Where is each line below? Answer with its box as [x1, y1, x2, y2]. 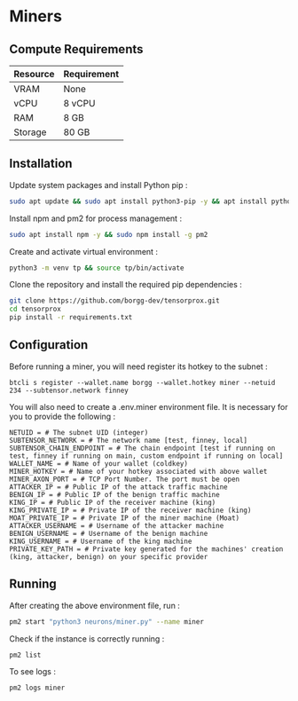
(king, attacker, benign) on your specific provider [9, 552, 208, 561]
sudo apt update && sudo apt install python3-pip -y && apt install [9, 197, 268, 206]
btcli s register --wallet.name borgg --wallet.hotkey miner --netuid [9, 378, 276, 387]
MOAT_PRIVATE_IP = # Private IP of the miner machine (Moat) [9, 513, 240, 523]
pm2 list [9, 650, 42, 659]
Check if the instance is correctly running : [9, 633, 165, 644]
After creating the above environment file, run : [9, 600, 180, 610]
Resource [13, 68, 55, 80]
